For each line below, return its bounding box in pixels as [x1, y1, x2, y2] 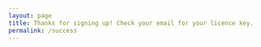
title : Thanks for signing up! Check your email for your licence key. [8, 19, 254, 27]
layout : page [8, 11, 52, 20]
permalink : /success [8, 26, 78, 34]
